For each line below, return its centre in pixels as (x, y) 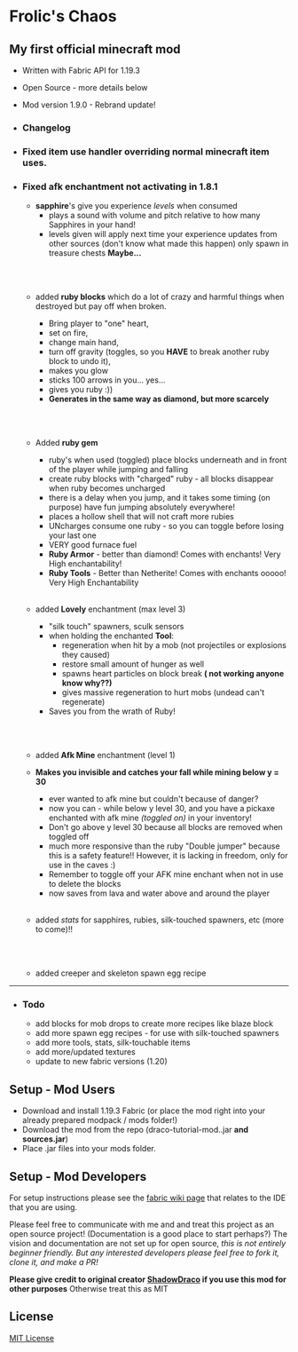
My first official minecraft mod (95, 49)
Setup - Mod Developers (78, 1177)
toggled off (69, 837)
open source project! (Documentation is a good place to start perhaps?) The (149, 1234)
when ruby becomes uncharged (107, 488)
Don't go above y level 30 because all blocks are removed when (166, 827)
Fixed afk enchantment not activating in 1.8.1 (120, 186)
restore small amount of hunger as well (133, 664)
